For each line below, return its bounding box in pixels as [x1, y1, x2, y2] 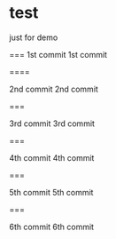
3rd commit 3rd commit [9, 118, 96, 129]
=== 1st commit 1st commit [9, 49, 108, 60]
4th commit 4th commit [9, 152, 95, 163]
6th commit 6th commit [9, 221, 95, 232]
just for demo [9, 32, 58, 43]
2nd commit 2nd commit [9, 84, 99, 94]
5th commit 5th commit [9, 187, 94, 197]
